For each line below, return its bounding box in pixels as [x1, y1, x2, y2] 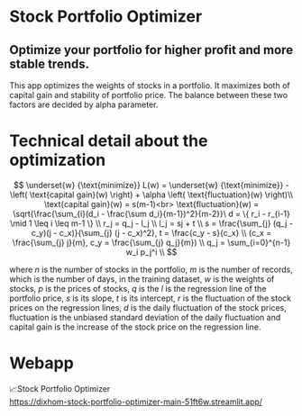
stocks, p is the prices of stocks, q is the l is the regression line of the [9, 283, 267, 294]
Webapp [9, 353, 74, 374]
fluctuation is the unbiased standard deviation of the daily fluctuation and [9, 312, 281, 322]
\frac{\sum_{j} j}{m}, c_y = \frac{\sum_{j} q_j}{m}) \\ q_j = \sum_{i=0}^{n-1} [12, 237, 291, 248]
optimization [9, 150, 106, 170]
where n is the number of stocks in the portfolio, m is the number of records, [9, 264, 293, 275]
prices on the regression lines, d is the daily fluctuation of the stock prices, [9, 302, 287, 312]
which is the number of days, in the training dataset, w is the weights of [9, 273, 275, 285]
